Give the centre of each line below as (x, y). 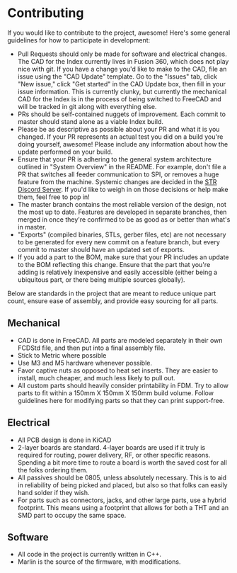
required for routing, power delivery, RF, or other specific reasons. (114, 455)
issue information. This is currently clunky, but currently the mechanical (122, 91)
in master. (32, 227)
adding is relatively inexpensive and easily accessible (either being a (117, 272)
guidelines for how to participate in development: (79, 40)
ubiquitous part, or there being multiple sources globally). (101, 279)
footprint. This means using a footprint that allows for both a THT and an (123, 507)
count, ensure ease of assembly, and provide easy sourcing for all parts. (113, 301)
